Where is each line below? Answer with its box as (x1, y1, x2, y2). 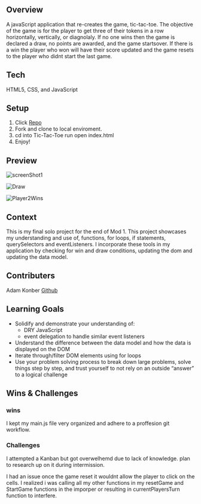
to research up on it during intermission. (6, 461, 105, 468)
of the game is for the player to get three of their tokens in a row (6, 27, 165, 34)
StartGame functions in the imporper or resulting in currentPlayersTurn (6, 485, 181, 493)
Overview (6, 5, 44, 15)
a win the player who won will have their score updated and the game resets (6, 46, 194, 53)
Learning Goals (6, 304, 65, 314)
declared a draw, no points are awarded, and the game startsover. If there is (6, 40, 193, 47)
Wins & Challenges (6, 388, 78, 399)
